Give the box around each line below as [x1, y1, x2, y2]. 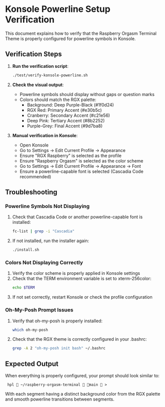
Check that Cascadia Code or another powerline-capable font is [12, 214, 143, 220]
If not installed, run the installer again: [12, 238, 89, 244]
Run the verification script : [12, 63, 69, 69]
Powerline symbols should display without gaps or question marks [19, 91, 155, 97]
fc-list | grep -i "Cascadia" [12, 229, 75, 234]
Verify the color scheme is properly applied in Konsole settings [12, 270, 140, 276]
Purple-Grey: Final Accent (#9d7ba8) [27, 123, 103, 129]
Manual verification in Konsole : [12, 132, 78, 138]
